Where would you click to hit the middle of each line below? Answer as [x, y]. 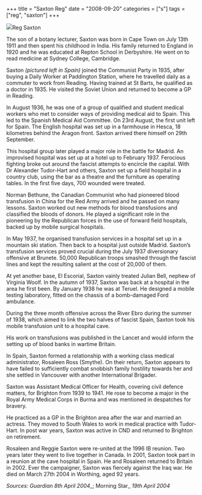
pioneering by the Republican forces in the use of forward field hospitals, [97, 220]
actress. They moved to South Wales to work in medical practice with [92, 424]
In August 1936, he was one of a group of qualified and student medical [95, 107]
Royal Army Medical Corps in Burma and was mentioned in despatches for [99, 399]
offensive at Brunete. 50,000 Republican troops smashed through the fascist [101, 258]
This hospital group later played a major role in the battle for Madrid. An [95, 151]
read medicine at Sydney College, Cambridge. [63, 58]
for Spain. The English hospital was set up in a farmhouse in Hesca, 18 [93, 127]
